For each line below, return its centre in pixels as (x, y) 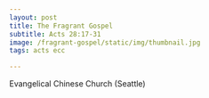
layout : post (33, 17)
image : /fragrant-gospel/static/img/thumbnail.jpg (105, 42)
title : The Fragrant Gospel (61, 26)
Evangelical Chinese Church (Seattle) (77, 84)
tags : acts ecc (37, 51)
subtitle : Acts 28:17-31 (55, 34)
